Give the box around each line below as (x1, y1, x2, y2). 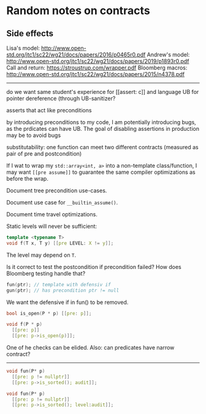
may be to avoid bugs (6, 131, 61, 139)
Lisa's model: (6, 44, 40, 52)
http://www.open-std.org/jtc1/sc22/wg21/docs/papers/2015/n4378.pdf (6, 71, 185, 77)
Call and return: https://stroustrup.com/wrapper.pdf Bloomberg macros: (6, 64, 188, 71)
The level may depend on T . (6, 251, 77, 259)
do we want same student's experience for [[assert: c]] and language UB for (6, 88, 199, 95)
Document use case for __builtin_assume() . (6, 199, 118, 206)
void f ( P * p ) (6, 321, 43, 327)
